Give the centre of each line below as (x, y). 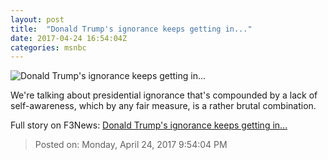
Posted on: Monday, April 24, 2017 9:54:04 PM (131, 145)
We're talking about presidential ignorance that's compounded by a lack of (164, 95)
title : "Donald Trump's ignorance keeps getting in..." (131, 29)
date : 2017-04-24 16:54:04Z (69, 38)
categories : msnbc (48, 47)
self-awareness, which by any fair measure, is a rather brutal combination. (163, 106)
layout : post (37, 19)
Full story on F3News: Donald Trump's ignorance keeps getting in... (149, 125)
